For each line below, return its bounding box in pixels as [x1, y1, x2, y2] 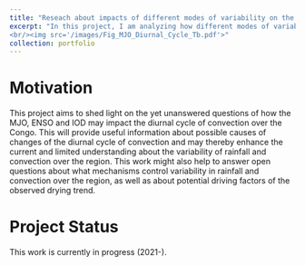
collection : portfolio [9, 38, 95, 48]
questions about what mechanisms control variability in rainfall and [9, 165, 260, 177]
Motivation [9, 78, 93, 98]
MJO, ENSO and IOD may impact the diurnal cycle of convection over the [9, 117, 283, 128]
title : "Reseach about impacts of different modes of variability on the [9, 13, 295, 23]
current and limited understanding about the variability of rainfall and [9, 146, 267, 157]
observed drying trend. [9, 185, 96, 196]
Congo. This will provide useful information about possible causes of [9, 127, 267, 138]
